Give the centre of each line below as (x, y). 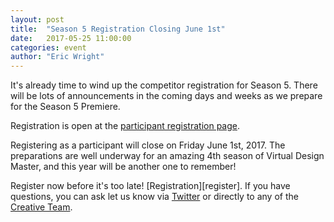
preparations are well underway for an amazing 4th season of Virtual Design (167, 156)
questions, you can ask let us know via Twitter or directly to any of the (154, 197)
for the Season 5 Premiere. (65, 107)
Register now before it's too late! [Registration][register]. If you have (150, 186)
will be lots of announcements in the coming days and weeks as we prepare (166, 96)
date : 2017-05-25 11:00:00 (71, 38)
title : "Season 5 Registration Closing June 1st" (118, 29)
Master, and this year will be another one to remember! (123, 167)
